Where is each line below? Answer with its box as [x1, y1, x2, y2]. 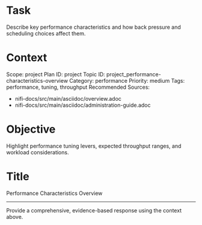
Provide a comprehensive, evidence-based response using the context [6, 206, 182, 214]
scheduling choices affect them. [6, 29, 86, 37]
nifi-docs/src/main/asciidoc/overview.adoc [14, 95, 122, 102]
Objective [6, 122, 56, 136]
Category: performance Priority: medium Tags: [69, 77, 185, 84]
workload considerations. [6, 148, 69, 156]
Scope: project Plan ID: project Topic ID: [6, 70, 105, 78]
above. [6, 213, 23, 220]
